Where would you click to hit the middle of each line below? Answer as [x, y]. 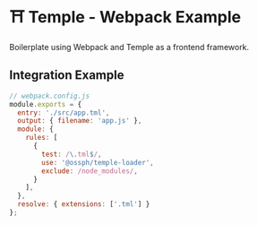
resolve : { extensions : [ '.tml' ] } [84, 204]
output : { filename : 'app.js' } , [80, 121]
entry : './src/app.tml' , [64, 112]
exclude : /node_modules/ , [90, 171]
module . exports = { [46, 104]
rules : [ [42, 138]
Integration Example [67, 75]
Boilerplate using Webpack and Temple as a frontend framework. [129, 47]
